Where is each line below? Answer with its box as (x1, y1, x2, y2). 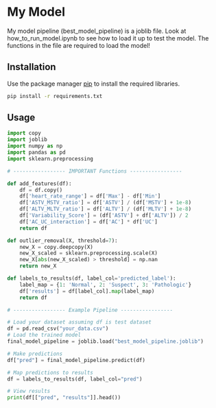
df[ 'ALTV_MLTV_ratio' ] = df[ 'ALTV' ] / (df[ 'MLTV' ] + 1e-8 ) (19, 206, 192, 213)
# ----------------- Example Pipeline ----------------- (7, 307, 173, 313)
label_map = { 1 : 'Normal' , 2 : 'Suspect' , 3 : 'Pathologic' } (19, 281, 192, 288)
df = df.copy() (19, 187, 63, 193)
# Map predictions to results (7, 369, 94, 376)
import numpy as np (7, 143, 63, 149)
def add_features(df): (7, 180, 72, 187)
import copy (7, 130, 41, 137)
